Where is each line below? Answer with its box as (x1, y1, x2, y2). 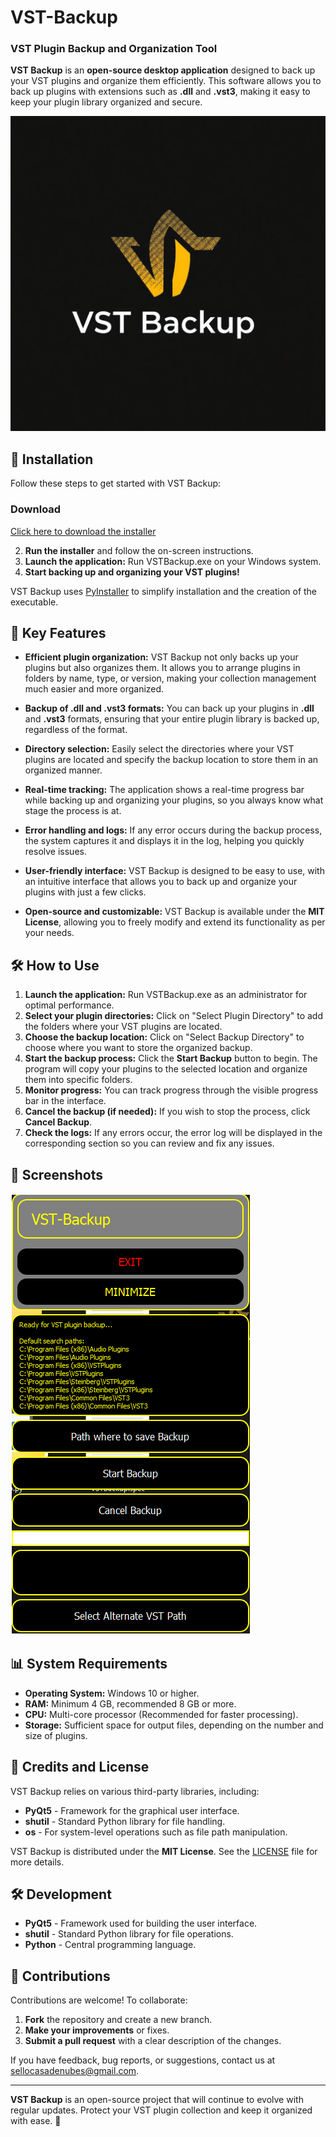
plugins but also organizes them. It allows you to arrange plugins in (24, 662, 301, 674)
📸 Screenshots (10, 1166, 104, 1183)
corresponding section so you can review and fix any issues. (24, 1137, 275, 1150)
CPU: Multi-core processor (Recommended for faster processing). (24, 1708, 299, 1720)
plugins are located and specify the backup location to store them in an (24, 754, 319, 766)
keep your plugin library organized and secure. (10, 96, 203, 108)
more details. (10, 1856, 65, 1868)
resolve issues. (24, 846, 87, 858)
